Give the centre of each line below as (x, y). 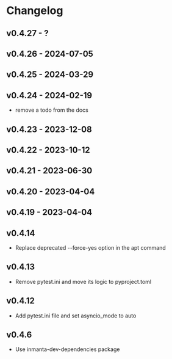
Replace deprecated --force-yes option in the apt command (90, 247)
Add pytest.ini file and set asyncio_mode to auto (76, 316)
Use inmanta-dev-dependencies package (67, 349)
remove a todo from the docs (52, 110)
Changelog (35, 11)
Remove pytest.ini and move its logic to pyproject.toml (83, 281)
